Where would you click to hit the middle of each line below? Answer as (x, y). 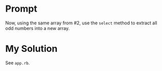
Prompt (21, 9)
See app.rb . (18, 63)
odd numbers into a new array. (38, 28)
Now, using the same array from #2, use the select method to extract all (81, 23)
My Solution (31, 49)
